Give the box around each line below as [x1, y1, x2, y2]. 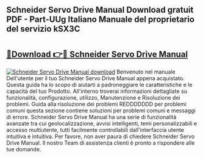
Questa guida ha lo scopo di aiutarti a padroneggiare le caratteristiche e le [6, 81, 193, 88]
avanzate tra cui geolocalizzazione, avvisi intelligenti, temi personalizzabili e [6, 120, 197, 127]
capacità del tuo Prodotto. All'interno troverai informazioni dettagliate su [6, 88, 188, 95]
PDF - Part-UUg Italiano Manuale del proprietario [6, 15, 195, 25]
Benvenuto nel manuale [116, 68, 176, 75]
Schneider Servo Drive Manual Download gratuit [6, 5, 194, 15]
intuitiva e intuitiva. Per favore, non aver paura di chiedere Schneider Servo [6, 133, 195, 140]
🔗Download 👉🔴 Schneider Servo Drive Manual [6, 49, 188, 60]
